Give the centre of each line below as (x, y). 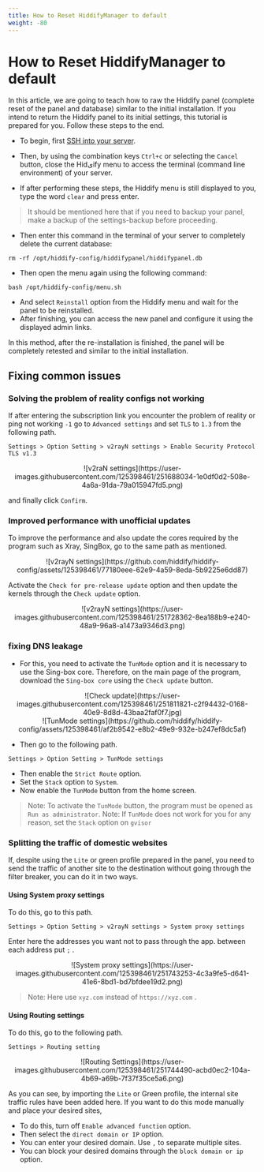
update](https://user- (146, 695)
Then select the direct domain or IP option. (91, 1134)
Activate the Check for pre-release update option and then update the (123, 586)
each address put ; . (41, 950)
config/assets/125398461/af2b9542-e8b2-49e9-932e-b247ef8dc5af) (132, 729)
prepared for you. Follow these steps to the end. (86, 125)
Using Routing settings (46, 1015)
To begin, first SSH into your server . (78, 141)
